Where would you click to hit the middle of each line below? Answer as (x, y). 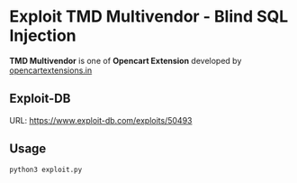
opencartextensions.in (51, 70)
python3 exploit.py (46, 169)
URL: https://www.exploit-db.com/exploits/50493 (101, 120)
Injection (43, 36)
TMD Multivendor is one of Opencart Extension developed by (126, 60)
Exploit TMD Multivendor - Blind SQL (149, 17)
